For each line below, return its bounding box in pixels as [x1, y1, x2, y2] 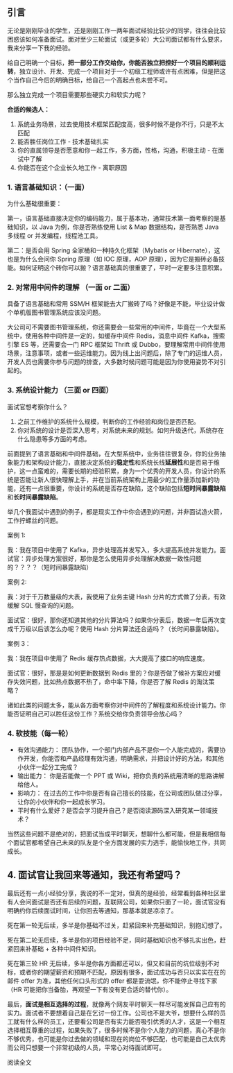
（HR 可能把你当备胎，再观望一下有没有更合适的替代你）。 [7, 985, 173, 993]
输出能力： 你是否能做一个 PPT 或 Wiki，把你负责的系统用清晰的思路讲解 [17, 772, 225, 780]
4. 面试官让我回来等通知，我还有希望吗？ [7, 869, 182, 881]
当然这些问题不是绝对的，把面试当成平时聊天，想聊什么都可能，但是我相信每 [7, 830, 226, 838]
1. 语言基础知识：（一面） [7, 182, 89, 192]
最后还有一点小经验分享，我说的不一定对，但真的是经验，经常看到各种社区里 [7, 889, 226, 897]
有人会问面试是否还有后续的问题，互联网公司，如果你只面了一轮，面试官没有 [7, 898, 226, 906]
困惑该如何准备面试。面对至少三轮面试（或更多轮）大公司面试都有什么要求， [7, 35, 226, 43]
